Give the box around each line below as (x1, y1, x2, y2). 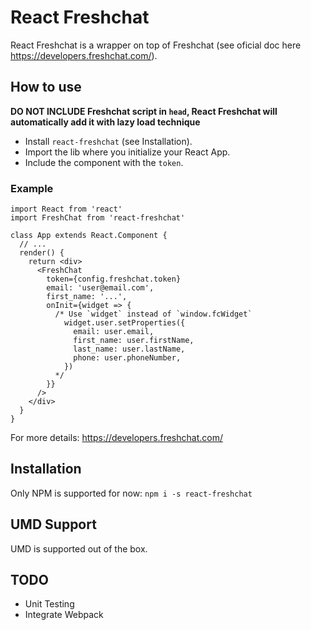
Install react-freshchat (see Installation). (24, 135, 193, 147)
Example (10, 181, 54, 195)
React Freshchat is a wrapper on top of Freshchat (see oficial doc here (10, 39, 302, 51)
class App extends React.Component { (10, 231, 168, 241)
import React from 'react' (10, 204, 123, 215)
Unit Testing (24, 598, 75, 610)
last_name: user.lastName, (73, 344, 186, 355)
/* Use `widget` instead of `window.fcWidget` (54, 309, 253, 320)
